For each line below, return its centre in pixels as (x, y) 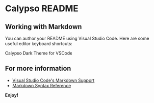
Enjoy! (12, 95)
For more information (38, 68)
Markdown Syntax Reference (41, 85)
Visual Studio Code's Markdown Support (53, 80)
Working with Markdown (44, 27)
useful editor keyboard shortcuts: (39, 44)
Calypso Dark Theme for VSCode (39, 53)
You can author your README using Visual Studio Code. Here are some (77, 38)
